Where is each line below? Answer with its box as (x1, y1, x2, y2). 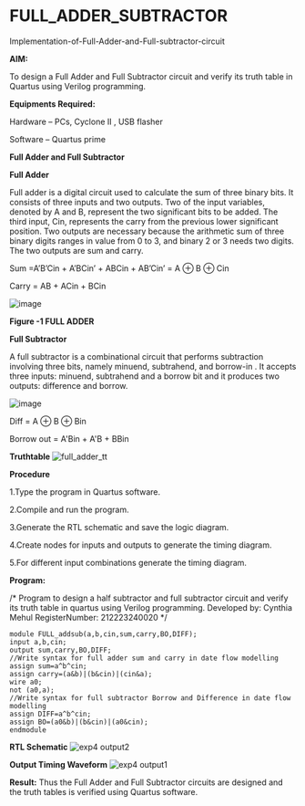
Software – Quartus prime (9, 133, 107, 144)
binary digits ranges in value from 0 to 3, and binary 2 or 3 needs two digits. (9, 235, 294, 246)
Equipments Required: (9, 98, 96, 110)
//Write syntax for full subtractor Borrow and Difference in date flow (9, 693, 291, 703)
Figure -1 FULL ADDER (9, 316, 95, 327)
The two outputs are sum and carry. (9, 245, 144, 256)
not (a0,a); (9, 686, 55, 695)
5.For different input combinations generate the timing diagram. (9, 557, 248, 568)
